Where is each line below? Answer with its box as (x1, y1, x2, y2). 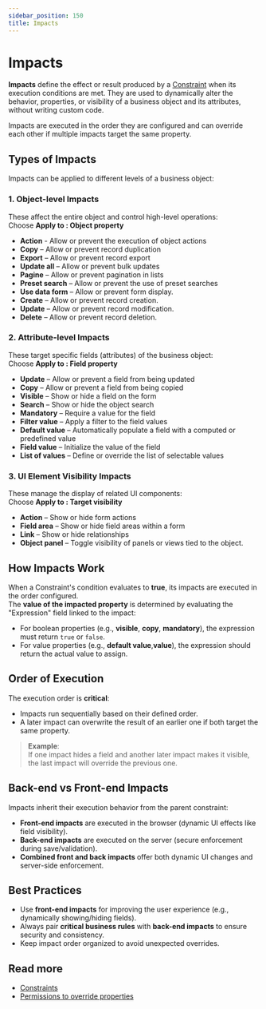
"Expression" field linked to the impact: (8, 608, 136, 618)
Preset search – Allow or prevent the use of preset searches (19, 278, 218, 288)
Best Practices (8, 884, 82, 897)
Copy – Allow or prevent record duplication (19, 244, 162, 254)
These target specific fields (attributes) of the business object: (8, 350, 213, 360)
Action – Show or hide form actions (19, 513, 137, 522)
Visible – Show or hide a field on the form (19, 391, 157, 400)
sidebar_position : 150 (8, 11, 84, 20)
